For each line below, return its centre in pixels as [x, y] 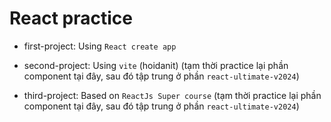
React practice [71, 18]
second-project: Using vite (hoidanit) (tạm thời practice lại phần [156, 65]
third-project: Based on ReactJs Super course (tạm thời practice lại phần [172, 95]
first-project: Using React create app [100, 46]
